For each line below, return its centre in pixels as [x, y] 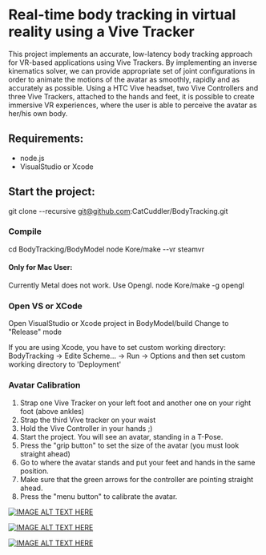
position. [34, 471]
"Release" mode [35, 332]
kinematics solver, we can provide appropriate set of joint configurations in [132, 70]
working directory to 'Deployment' [65, 364]
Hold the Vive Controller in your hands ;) [86, 428]
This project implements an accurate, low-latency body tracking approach [131, 54]
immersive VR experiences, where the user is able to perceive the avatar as [133, 105]
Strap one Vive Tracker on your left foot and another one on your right [135, 403]
